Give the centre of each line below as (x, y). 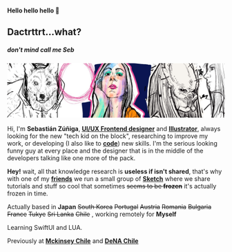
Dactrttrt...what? (44, 32)
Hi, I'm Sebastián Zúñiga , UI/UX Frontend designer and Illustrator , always (114, 128)
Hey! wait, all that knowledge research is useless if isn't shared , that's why (115, 171)
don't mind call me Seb (41, 50)
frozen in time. (28, 193)
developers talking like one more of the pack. (71, 158)
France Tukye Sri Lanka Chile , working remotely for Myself (92, 214)
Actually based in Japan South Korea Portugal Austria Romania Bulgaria (109, 206)
